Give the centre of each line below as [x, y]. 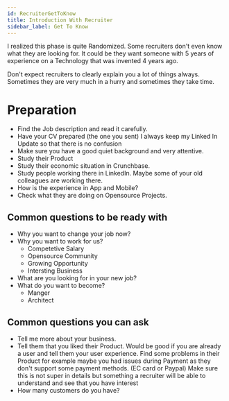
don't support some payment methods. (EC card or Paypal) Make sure [118, 368]
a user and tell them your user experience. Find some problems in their [118, 353]
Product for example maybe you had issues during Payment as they [114, 361]
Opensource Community [63, 256]
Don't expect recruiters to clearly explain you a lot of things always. [103, 74]
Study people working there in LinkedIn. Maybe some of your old [110, 173]
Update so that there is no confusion [69, 144]
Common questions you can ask [78, 322]
